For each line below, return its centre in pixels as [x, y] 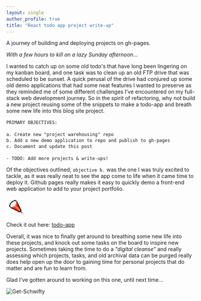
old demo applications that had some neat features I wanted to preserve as [99, 85]
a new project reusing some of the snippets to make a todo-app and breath [99, 104]
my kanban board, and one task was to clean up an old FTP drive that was [98, 73]
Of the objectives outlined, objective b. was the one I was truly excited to [98, 170]
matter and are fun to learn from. [46, 268]
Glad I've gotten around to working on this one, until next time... [85, 280]
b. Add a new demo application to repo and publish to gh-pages [88, 141]
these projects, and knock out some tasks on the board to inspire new [92, 243]
